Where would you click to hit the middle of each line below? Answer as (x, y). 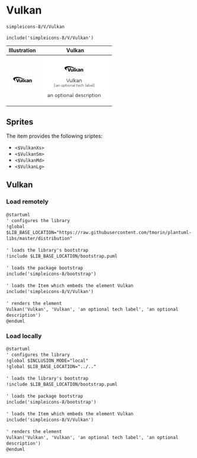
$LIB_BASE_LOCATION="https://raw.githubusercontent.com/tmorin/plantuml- (99, 232)
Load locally (24, 336)
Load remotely (28, 202)
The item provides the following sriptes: (54, 136)
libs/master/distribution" (39, 238)
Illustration (22, 50)
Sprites (20, 122)
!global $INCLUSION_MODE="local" (47, 360)
